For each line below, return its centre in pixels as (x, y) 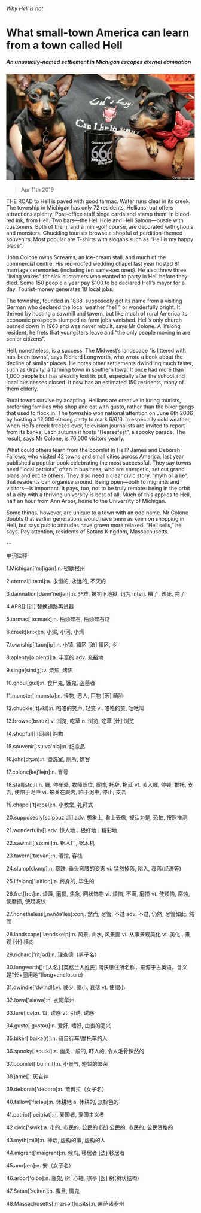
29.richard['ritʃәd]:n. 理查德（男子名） (53, 954)
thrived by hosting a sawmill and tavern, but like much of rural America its (97, 314)
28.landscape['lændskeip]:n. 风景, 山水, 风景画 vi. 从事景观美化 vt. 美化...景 (98, 935)
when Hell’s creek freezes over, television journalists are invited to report (96, 426)
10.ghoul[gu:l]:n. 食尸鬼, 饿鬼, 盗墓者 (51, 683)
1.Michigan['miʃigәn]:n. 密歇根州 (46, 568)
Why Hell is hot (25, 8)
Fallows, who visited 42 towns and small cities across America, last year (95, 457)
